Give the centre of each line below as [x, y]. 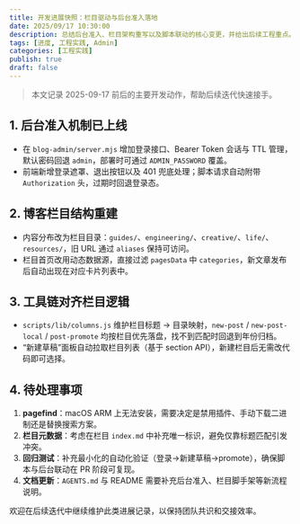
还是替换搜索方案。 [66, 424]
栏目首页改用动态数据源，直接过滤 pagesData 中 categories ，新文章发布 [154, 259]
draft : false [34, 68]
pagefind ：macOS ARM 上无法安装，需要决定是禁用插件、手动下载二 [151, 413]
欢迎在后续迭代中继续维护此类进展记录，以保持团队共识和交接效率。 [135, 511]
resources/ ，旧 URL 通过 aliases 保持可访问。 [108, 248]
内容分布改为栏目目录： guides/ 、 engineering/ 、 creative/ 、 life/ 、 [148, 237]
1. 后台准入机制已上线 [68, 125]
